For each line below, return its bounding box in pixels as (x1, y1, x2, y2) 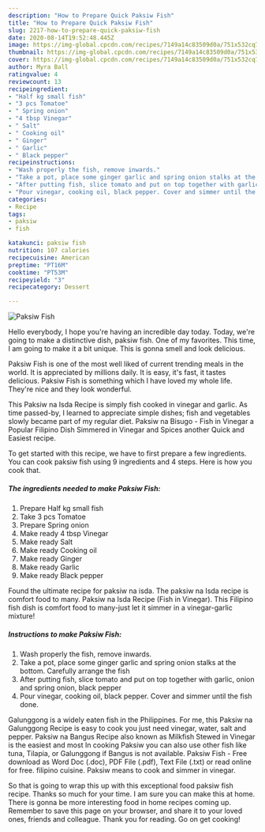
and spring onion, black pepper (19, 683, 122, 693)
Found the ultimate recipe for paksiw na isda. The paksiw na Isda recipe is (8, 586, 249, 596)
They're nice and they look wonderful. (8, 384, 132, 394)
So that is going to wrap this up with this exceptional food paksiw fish (8, 781, 234, 791)
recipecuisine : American (8, 254, 90, 262)
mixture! (8, 611, 35, 621)
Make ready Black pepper (19, 571, 104, 581)
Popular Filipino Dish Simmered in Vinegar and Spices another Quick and (8, 425, 244, 435)
